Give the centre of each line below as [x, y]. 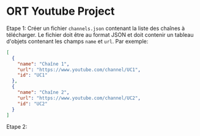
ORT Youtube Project [61, 11]
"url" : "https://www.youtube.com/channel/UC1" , [79, 70]
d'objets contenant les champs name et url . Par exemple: [77, 41]
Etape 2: [17, 127]
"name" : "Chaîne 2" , [43, 93]
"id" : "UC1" [32, 75]
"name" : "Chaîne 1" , [43, 64]
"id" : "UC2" [32, 104]
